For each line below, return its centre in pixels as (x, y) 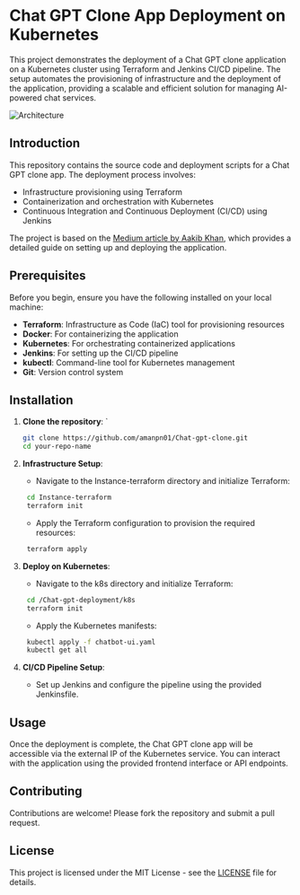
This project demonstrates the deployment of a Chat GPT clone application (148, 59)
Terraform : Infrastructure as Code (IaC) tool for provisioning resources (153, 324)
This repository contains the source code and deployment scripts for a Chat (150, 165)
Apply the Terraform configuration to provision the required (146, 522)
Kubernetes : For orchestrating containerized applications (129, 343)
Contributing (46, 791)
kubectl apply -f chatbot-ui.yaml (91, 642)
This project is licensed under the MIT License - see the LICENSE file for (143, 873)
